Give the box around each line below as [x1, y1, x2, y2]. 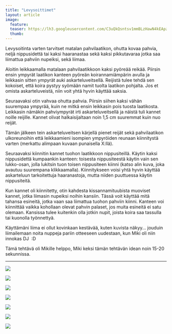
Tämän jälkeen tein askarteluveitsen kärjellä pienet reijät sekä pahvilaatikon [5, 130, 164, 136]
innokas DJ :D [5, 236, 36, 241]
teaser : [10, 27, 27, 32]
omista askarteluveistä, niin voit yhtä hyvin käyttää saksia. [5, 88, 127, 94]
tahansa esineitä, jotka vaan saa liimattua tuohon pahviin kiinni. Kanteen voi [5, 198, 164, 204]
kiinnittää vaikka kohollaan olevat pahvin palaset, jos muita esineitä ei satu [5, 204, 161, 210]
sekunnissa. [5, 251, 31, 257]
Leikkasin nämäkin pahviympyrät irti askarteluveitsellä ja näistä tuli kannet [5, 109, 161, 115]
